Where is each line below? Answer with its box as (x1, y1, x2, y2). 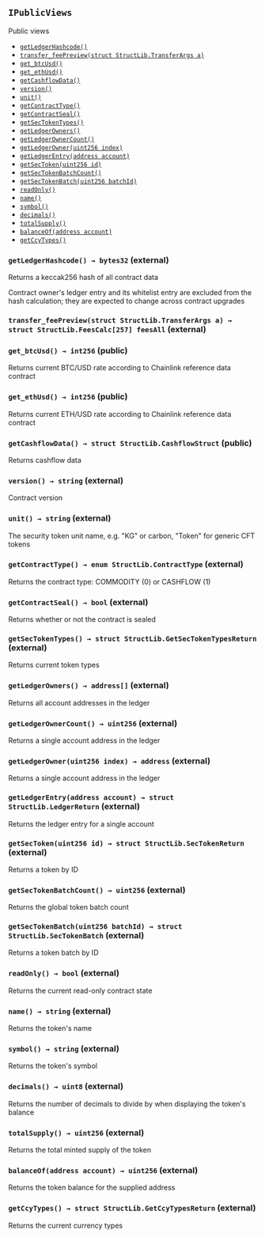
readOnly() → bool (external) (8, 967, 120, 979)
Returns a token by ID (8, 865, 79, 874)
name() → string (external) (8, 1005, 112, 1017)
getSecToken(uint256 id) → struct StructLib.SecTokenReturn (8, 839, 245, 848)
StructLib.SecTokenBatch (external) (8, 930, 145, 941)
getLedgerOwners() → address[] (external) (8, 680, 169, 691)
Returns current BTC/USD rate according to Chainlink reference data (8, 363, 232, 373)
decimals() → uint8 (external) (8, 1081, 124, 1092)
